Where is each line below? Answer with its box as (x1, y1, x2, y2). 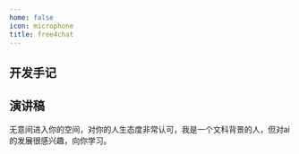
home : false (9, 13, 54, 22)
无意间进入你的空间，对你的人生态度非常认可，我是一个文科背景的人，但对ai (9, 124, 291, 134)
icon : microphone (9, 21, 74, 30)
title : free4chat (9, 30, 74, 38)
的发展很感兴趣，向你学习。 (9, 135, 112, 146)
